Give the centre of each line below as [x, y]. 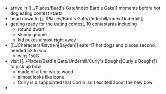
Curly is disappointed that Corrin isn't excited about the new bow [85, 82]
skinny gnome [32, 34]
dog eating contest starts [36, 13]
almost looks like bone [41, 77]
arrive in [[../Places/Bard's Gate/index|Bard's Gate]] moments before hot [85, 8]
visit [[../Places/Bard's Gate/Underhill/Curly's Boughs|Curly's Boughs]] [84, 61]
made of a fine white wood [45, 72]
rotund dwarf [31, 29]
